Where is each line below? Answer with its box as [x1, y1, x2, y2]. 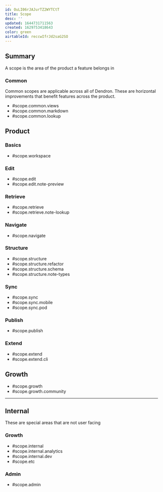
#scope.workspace [12, 153, 51, 158]
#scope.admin [12, 481, 41, 487]
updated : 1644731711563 [5, 20, 53, 26]
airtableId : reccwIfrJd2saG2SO [5, 34, 68, 39]
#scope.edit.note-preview [12, 181, 64, 187]
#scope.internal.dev [12, 453, 52, 459]
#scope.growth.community [12, 388, 66, 394]
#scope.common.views [12, 102, 59, 108]
